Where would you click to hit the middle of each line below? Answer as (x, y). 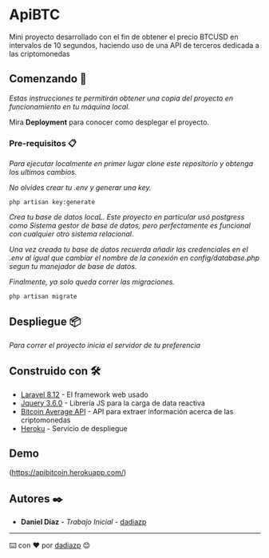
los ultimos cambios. (43, 172)
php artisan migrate (44, 297)
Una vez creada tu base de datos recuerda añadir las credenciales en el (129, 250)
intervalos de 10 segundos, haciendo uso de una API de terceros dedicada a (134, 45)
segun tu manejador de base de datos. (73, 267)
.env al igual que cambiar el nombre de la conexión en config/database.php (134, 258)
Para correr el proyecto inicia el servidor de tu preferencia (105, 345)
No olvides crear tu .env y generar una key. (80, 188)
